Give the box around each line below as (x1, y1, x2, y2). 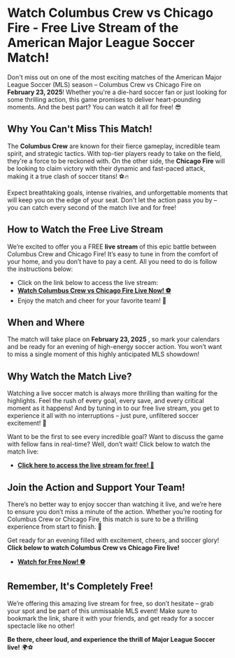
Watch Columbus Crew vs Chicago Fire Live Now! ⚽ (17, 286, 171, 294)
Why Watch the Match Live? (7, 370, 132, 382)
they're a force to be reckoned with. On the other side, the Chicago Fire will (7, 157, 225, 165)
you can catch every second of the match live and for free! (7, 203, 177, 211)
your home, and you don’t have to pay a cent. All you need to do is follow (7, 257, 218, 265)
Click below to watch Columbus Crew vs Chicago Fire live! (7, 544, 180, 552)
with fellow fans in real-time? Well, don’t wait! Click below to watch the (7, 440, 211, 449)
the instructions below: (7, 265, 73, 273)
